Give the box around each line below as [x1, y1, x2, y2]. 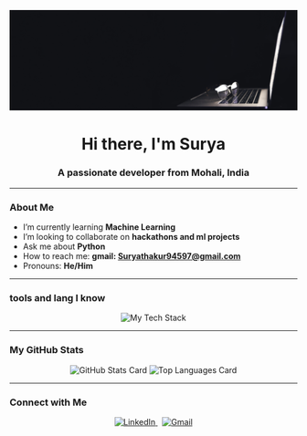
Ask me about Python [22, 241, 106, 252]
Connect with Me [9, 396, 88, 409]
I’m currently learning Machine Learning [22, 221, 176, 233]
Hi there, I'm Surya [80, 134, 227, 155]
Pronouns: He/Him [22, 260, 94, 271]
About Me [9, 201, 55, 213]
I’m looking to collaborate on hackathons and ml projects [22, 231, 240, 242]
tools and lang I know [9, 291, 106, 304]
